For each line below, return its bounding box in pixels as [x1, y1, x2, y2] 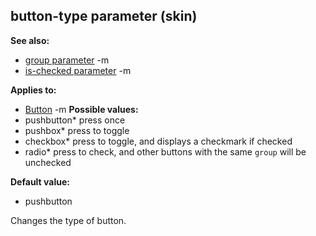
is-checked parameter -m [24, 64, 132, 76]
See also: [10, 34, 50, 46]
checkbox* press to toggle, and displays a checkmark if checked [24, 135, 293, 147]
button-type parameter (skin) [10, 8, 198, 25]
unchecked [24, 156, 72, 168]
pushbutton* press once [24, 114, 126, 126]
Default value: [10, 175, 70, 188]
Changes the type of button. [10, 214, 127, 226]
